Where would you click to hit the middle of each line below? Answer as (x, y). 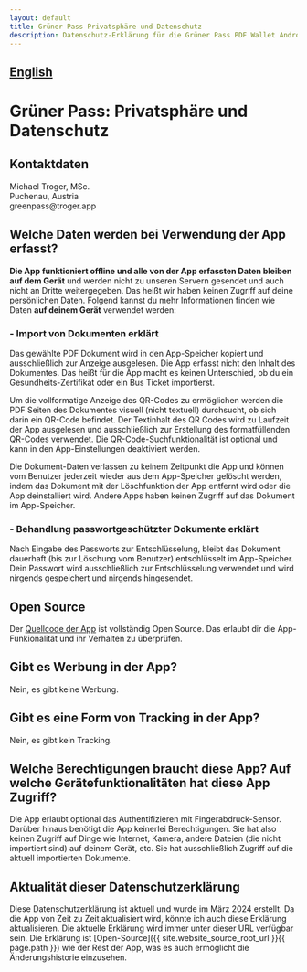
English (31, 72)
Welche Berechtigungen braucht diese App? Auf (150, 769)
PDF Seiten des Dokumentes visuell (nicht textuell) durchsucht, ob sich (143, 410)
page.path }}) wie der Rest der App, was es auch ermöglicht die (129, 948)
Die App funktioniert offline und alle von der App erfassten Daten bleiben (151, 271)
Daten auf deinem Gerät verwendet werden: (93, 310)
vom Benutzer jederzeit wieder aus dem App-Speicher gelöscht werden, (146, 475)
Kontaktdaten (49, 164)
